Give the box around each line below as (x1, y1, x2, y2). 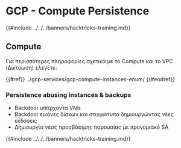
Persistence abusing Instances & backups (5, 90, 132, 99)
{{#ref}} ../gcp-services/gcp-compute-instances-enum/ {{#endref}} (5, 75, 176, 82)
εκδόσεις (14, 117, 37, 125)
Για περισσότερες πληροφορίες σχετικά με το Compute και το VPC (5, 57, 173, 64)
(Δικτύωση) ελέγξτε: (5, 64, 57, 71)
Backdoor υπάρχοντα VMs (14, 104, 81, 112)
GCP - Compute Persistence (5, 4, 150, 18)
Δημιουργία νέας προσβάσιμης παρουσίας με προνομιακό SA (14, 123, 169, 131)
